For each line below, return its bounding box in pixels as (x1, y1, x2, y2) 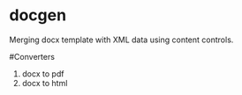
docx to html (21, 77, 68, 88)
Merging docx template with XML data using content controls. (9, 34, 234, 45)
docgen (9, 5, 67, 26)
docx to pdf (21, 68, 64, 79)
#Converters (9, 51, 56, 62)
